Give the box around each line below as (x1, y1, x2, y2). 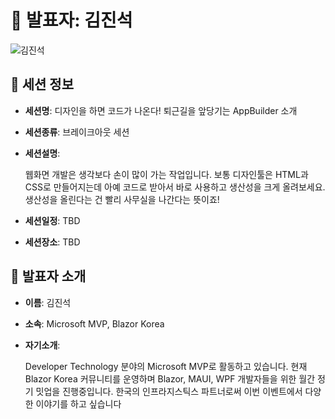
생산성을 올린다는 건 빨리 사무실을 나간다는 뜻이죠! (24, 193, 220, 205)
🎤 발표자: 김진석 (10, 9, 133, 32)
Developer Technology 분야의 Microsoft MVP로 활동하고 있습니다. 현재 (24, 360, 308, 372)
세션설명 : (24, 147, 61, 159)
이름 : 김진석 (24, 296, 72, 308)
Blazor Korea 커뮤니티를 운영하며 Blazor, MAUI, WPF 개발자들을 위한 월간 (24, 372, 316, 385)
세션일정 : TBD (24, 214, 81, 226)
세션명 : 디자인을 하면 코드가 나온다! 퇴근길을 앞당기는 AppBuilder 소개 (24, 104, 298, 116)
